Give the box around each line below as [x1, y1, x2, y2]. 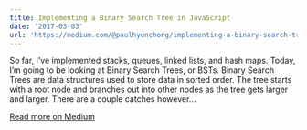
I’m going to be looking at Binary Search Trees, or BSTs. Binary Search [9, 65, 275, 75]
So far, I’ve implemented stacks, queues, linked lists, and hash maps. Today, [9, 55, 296, 66]
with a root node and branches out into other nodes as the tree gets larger [9, 84, 289, 95]
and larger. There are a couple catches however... [9, 94, 196, 105]
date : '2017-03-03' [9, 22, 84, 31]
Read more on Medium [9, 111, 96, 123]
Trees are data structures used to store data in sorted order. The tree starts [9, 75, 292, 85]
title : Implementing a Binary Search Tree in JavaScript [9, 13, 231, 23]
